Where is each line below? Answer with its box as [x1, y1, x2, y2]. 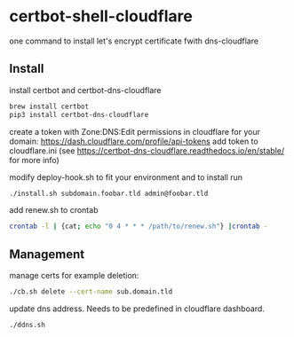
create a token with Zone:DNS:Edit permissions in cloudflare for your [9, 126, 260, 137]
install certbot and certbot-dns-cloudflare [9, 84, 162, 95]
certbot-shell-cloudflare [9, 6, 193, 27]
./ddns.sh [9, 320, 46, 329]
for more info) [9, 154, 60, 165]
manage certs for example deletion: [9, 270, 139, 281]
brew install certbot [9, 102, 90, 111]
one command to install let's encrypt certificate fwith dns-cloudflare [9, 35, 259, 46]
